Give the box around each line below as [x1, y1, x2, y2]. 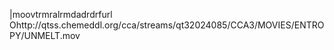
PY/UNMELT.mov [9, 30, 81, 41]
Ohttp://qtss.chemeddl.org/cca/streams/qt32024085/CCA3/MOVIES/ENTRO [9, 19, 325, 31]
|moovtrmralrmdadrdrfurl [9, 9, 113, 20]
